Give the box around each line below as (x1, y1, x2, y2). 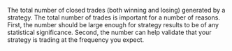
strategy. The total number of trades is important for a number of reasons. (7, 13, 220, 22)
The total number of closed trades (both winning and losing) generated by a (7, 6, 226, 14)
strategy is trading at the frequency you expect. (7, 36, 145, 44)
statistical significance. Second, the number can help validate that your (7, 28, 212, 36)
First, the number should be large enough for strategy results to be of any (7, 21, 219, 29)
